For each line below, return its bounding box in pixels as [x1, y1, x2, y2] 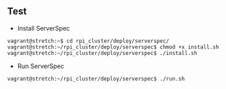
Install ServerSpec [17, 24, 70, 32]
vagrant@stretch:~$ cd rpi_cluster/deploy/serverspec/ [7, 38, 170, 44]
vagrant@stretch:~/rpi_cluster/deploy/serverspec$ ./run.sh [7, 75, 186, 82]
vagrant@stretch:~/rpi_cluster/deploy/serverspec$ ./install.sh [7, 49, 197, 56]
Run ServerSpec [17, 62, 65, 70]
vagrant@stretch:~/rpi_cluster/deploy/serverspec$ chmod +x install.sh [7, 43, 219, 51]
